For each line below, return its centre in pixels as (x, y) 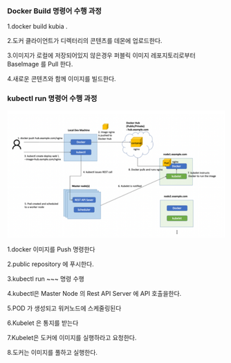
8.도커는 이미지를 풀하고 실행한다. (53, 352)
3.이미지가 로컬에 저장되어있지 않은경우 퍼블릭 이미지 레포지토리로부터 (101, 55)
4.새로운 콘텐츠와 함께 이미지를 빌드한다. (62, 79)
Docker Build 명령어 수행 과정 (55, 10)
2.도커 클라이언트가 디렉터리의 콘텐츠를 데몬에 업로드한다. (85, 41)
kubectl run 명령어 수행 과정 (52, 98)
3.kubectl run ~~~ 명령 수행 (46, 278)
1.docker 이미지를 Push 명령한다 (51, 249)
